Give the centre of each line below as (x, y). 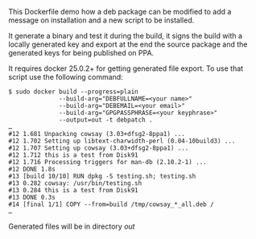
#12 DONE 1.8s (32, 169)
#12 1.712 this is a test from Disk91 (73, 155)
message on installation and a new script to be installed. (101, 20)
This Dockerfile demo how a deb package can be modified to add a (120, 12)
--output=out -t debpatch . (106, 120)
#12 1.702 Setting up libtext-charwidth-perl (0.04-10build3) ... (122, 141)
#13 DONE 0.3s (32, 197)
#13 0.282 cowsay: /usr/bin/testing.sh (75, 183)
